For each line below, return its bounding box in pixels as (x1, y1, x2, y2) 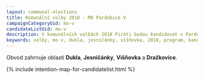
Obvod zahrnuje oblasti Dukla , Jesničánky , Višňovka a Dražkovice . (6, 54, 178, 61)
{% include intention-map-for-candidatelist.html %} (6, 66, 135, 73)
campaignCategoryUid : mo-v (6, 20, 75, 26)
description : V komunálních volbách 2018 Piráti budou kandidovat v (6, 32, 183, 38)
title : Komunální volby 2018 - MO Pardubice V (6, 15, 126, 21)
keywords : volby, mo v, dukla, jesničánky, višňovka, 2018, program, (6, 37, 186, 43)
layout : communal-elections (6, 9, 78, 15)
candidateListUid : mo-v (6, 26, 67, 32)
